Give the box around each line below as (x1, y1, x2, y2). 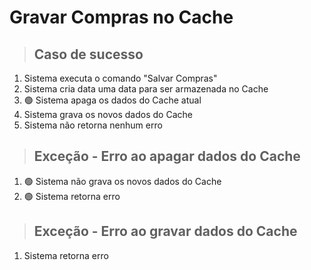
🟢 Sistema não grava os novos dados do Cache (23, 175, 222, 187)
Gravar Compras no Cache (9, 6, 234, 29)
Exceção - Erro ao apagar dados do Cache (33, 148, 301, 165)
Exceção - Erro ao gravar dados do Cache (33, 223, 298, 240)
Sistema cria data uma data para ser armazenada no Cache (23, 83, 269, 95)
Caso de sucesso (33, 46, 144, 63)
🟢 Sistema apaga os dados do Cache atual (23, 94, 202, 106)
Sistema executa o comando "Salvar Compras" (23, 72, 218, 84)
